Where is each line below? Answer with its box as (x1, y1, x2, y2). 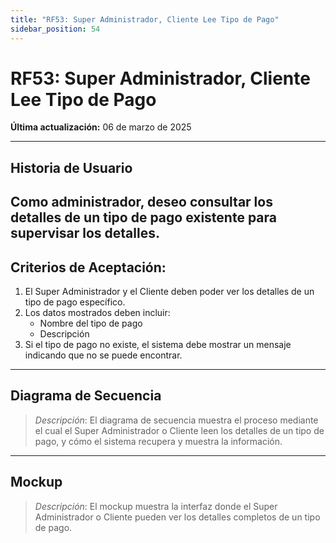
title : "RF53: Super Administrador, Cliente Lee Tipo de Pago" (10, 14, 280, 25)
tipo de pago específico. (24, 296, 126, 308)
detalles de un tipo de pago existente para (10, 209, 277, 226)
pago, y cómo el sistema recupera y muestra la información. (34, 435, 283, 447)
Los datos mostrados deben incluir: (24, 307, 171, 319)
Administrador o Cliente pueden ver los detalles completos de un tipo (34, 511, 321, 523)
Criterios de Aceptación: (10, 259, 167, 276)
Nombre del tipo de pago (39, 317, 143, 330)
